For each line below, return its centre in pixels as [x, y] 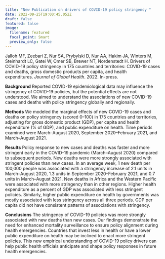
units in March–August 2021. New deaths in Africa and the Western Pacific [81, 179]
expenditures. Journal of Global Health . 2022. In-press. [62, 76]
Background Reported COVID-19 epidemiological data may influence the [79, 86]
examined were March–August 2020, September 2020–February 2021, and [81, 132]
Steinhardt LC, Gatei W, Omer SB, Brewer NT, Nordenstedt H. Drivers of [78, 61]
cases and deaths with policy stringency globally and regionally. [70, 102]
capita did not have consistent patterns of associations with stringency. [78, 205]
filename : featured [30, 33]
